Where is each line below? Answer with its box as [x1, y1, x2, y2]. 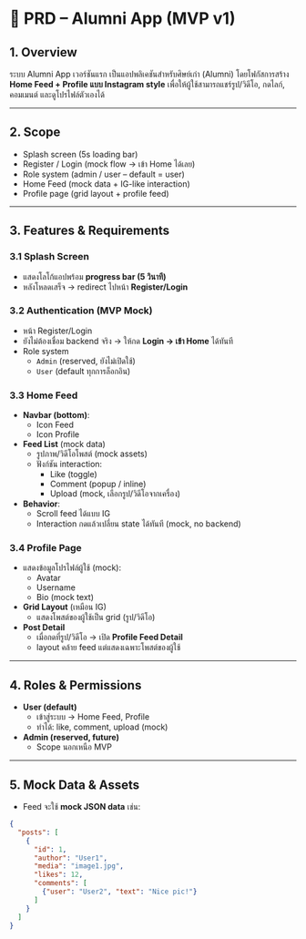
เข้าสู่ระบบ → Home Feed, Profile [36, 711, 150, 722]
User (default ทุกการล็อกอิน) [36, 365, 131, 376]
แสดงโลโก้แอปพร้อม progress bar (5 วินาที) [22, 270, 167, 281]
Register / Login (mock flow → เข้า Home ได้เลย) [22, 158, 196, 169]
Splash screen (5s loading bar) [22, 148, 138, 159]
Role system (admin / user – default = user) [22, 168, 185, 179]
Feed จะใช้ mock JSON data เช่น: [22, 801, 141, 812]
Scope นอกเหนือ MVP [36, 741, 112, 752]
